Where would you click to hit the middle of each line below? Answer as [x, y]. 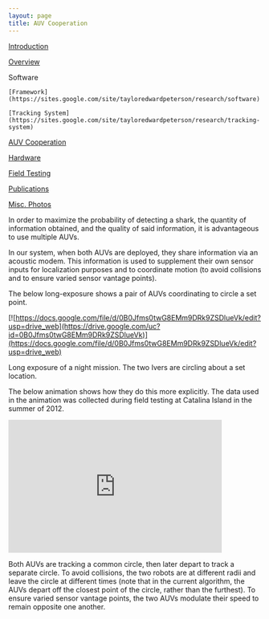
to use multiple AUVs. [44, 237]
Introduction [29, 46]
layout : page [30, 16]
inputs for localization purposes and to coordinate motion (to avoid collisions [135, 269]
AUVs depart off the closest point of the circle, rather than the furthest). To [132, 589]
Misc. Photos [30, 204]
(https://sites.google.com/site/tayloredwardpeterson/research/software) [134, 99]
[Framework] [28, 92]
